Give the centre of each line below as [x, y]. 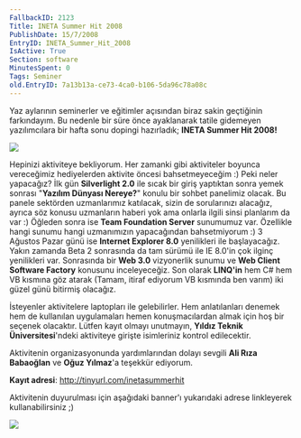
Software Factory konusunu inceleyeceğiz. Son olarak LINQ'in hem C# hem [151, 270]
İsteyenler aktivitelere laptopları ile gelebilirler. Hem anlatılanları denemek [145, 306]
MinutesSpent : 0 [40, 69]
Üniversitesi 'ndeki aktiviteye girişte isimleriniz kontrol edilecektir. [130, 335]
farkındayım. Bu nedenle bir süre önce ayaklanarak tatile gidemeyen [135, 120]
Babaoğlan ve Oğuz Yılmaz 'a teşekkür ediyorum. [101, 362]
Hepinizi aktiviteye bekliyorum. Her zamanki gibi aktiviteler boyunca [135, 164]
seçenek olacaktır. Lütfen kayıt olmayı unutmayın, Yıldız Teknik [126, 325]
